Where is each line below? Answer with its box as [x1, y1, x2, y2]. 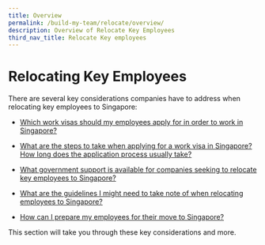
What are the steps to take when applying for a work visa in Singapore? [19, 141, 252, 151]
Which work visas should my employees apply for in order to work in [19, 118, 244, 127]
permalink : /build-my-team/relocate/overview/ [8, 19, 165, 27]
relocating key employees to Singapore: [8, 102, 138, 111]
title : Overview [8, 11, 62, 20]
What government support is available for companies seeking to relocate [19, 165, 257, 175]
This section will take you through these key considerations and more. [8, 228, 237, 237]
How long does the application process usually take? [19, 149, 192, 159]
